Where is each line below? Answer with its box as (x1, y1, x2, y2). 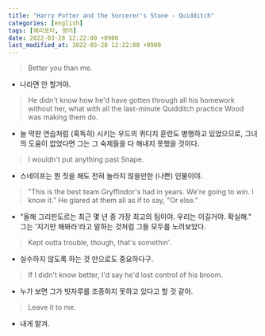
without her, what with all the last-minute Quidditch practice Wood (27, 104, 244, 114)
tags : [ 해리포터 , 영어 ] (8, 26, 77, 34)
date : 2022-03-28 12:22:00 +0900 (8, 33, 119, 42)
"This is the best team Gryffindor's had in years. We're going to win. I (27, 187, 254, 197)
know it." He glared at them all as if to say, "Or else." (27, 196, 198, 205)
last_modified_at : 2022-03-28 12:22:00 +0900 (8, 41, 161, 49)
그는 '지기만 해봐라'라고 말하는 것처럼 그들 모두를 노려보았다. (19, 222, 206, 232)
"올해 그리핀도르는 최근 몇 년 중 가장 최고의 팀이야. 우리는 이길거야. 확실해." (19, 212, 252, 221)
